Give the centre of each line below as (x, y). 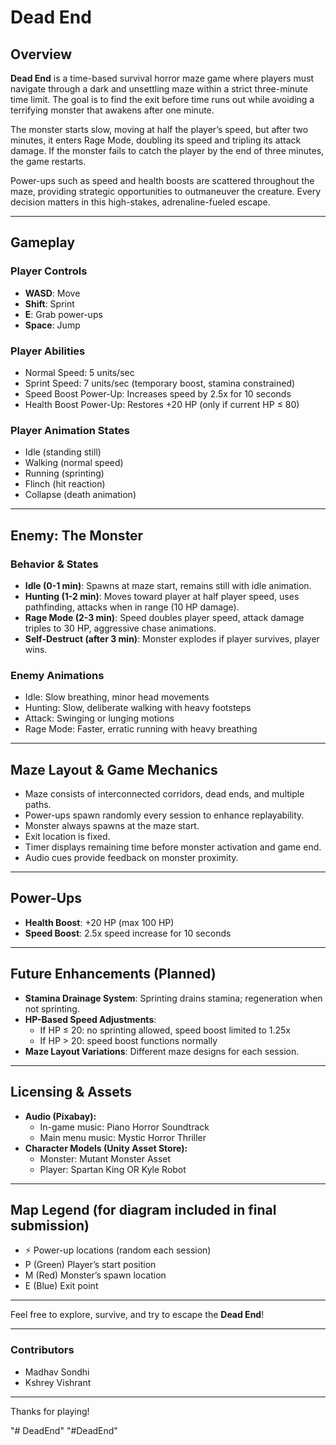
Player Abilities (48, 351)
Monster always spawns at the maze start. (112, 826)
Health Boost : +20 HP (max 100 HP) (99, 922)
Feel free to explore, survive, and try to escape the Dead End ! (137, 1315)
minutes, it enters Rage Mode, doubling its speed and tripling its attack (156, 140)
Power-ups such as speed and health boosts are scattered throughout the (162, 180)
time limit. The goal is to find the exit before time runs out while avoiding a (162, 99)
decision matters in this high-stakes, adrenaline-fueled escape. (140, 202)
